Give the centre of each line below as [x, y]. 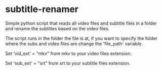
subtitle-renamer [42, 9]
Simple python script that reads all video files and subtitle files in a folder [81, 23]
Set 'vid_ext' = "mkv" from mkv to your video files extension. [69, 53]
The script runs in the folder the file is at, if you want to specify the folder [81, 38]
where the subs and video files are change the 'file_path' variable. [74, 43]
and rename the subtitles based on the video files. [57, 28]
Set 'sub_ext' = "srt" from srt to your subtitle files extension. [68, 63]
